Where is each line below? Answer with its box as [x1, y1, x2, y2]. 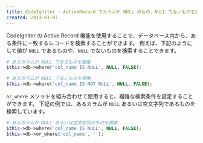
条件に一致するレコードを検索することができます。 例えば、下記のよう [11, 39, 187, 46]
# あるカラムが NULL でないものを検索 [6, 75, 91, 81]
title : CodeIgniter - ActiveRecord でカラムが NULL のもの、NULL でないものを [6, 8, 196, 15]
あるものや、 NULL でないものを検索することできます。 [46, 46, 180, 54]
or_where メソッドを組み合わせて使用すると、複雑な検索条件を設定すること [6, 93, 193, 100]
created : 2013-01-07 [6, 14, 59, 21]
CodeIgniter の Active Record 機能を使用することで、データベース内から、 [6, 31, 191, 39]
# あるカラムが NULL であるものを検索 [6, 59, 91, 65]
